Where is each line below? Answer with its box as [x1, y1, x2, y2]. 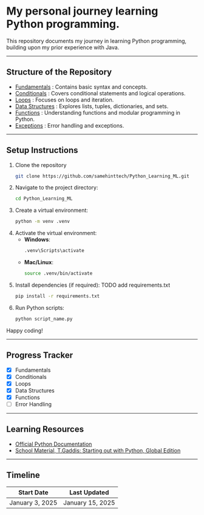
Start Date [18, 488, 49, 496]
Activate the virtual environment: [15, 230, 97, 237]
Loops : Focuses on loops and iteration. [15, 96, 114, 103]
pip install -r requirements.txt [15, 293, 100, 299]
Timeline [6, 470, 41, 480]
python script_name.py [15, 316, 73, 322]
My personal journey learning [6, 4, 158, 18]
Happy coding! [6, 327, 44, 334]
